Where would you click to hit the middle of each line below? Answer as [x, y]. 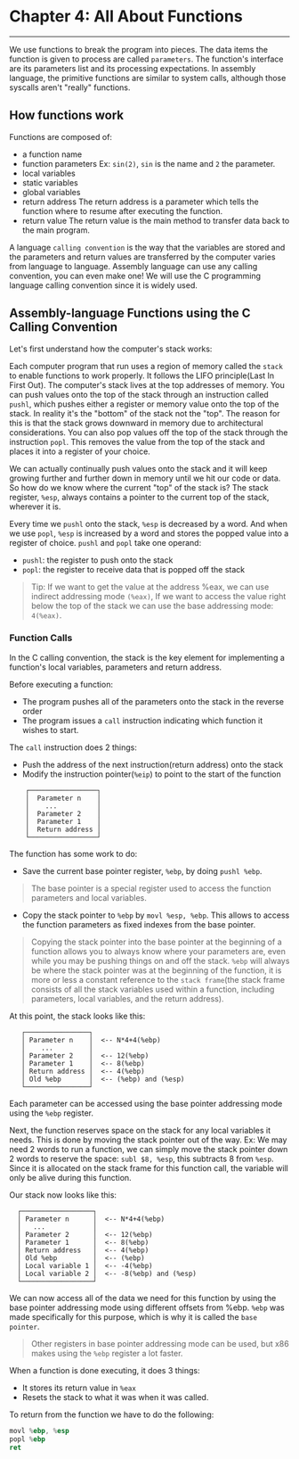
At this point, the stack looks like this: [77, 1016]
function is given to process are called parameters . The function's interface [146, 59]
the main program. [56, 230]
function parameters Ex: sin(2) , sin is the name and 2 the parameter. [149, 163]
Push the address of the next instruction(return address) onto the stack [153, 764]
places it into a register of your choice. [80, 451]
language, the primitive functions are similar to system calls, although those [148, 78]
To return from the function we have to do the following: [112, 1414]
